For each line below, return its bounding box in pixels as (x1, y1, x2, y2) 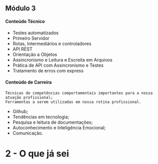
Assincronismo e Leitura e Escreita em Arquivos (12, 57, 113, 63)
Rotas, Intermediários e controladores (12, 40, 92, 46)
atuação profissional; (5, 95, 53, 100)
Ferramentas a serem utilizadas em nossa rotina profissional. (5, 99, 142, 104)
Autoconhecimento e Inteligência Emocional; (12, 124, 106, 130)
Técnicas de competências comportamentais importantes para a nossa (5, 90, 153, 96)
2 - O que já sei (5, 148, 69, 159)
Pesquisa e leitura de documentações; (12, 119, 93, 125)
